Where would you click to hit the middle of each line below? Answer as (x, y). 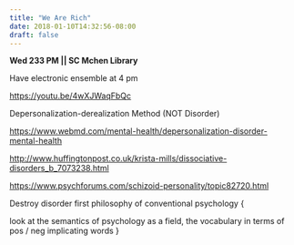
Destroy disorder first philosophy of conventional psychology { (127, 204)
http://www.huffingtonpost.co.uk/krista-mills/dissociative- (118, 158)
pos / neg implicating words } (65, 231)
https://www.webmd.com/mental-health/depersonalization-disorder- (139, 131)
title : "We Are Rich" (51, 18)
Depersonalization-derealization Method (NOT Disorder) (115, 114)
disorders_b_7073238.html (59, 168)
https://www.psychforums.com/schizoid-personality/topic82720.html (139, 186)
